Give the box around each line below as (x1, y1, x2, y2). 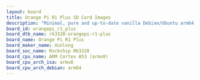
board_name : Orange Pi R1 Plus (6, 37, 84, 43)
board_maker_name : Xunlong (6, 43, 74, 49)
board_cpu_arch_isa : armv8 (6, 59, 74, 65)
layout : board (6, 8, 42, 15)
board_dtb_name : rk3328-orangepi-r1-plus (6, 31, 111, 37)
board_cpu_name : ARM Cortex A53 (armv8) (6, 54, 109, 60)
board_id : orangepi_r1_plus (6, 25, 77, 32)
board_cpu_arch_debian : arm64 (6, 64, 82, 71)
